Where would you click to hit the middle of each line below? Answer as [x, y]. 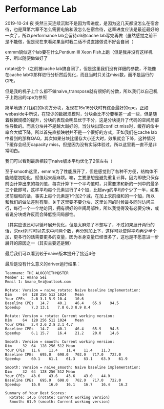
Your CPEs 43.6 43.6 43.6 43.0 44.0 [58, 376]
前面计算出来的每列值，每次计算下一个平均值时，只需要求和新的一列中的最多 [82, 183]
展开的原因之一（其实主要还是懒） [39, 243]
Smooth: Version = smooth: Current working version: [60, 341]
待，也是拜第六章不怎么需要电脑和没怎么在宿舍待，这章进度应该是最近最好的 [82, 29]
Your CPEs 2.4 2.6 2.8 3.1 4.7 [39, 324]
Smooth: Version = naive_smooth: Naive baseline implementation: [73, 367]
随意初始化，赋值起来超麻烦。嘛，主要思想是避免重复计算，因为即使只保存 [84, 177]
